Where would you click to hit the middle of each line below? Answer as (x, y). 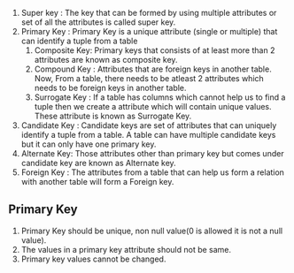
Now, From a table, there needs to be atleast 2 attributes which (149, 78)
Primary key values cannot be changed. (93, 259)
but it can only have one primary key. (89, 144)
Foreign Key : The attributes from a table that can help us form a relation (153, 172)
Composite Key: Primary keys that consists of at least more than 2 (155, 50)
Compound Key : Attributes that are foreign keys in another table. (153, 69)
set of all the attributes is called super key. (98, 22)
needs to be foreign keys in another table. (110, 88)
